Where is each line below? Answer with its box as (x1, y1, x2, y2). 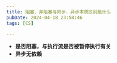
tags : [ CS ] (6, 20, 34, 26)
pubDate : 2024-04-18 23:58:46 (6, 15, 83, 21)
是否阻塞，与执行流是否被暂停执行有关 (15, 43, 111, 50)
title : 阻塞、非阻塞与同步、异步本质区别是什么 (6, 8, 112, 15)
